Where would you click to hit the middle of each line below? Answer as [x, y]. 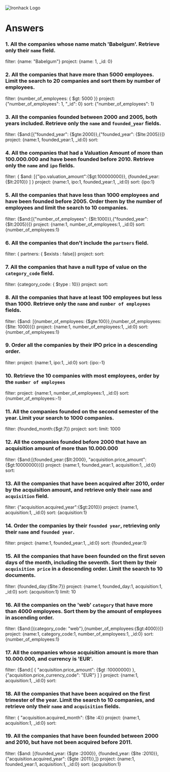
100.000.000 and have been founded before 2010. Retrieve [80, 159]
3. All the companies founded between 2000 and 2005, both [81, 117]
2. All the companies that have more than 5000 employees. [80, 75]
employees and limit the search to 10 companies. [67, 208]
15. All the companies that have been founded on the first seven [85, 556]
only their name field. [30, 51]
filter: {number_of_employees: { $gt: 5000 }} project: [60, 98]
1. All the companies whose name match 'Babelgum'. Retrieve [82, 44]
